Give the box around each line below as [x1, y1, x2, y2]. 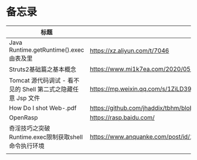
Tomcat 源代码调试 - [9, 76, 66, 84]
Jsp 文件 [16, 94, 40, 102]
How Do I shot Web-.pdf [9, 104, 77, 112]
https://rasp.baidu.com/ [90, 113, 155, 121]
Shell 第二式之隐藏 [22, 85, 73, 93]
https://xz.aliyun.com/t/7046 [90, 46, 169, 55]
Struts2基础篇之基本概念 [9, 65, 76, 74]
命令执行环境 [9, 142, 45, 150]
